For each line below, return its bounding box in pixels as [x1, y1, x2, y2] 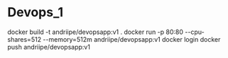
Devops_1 [7, 4, 64, 21]
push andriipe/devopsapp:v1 [7, 42, 91, 51]
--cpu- [184, 28, 205, 36]
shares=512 [7, 35, 41, 43]
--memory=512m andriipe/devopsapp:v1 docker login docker [42, 35, 221, 43]
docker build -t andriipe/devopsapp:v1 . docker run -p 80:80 [7, 28, 183, 36]
